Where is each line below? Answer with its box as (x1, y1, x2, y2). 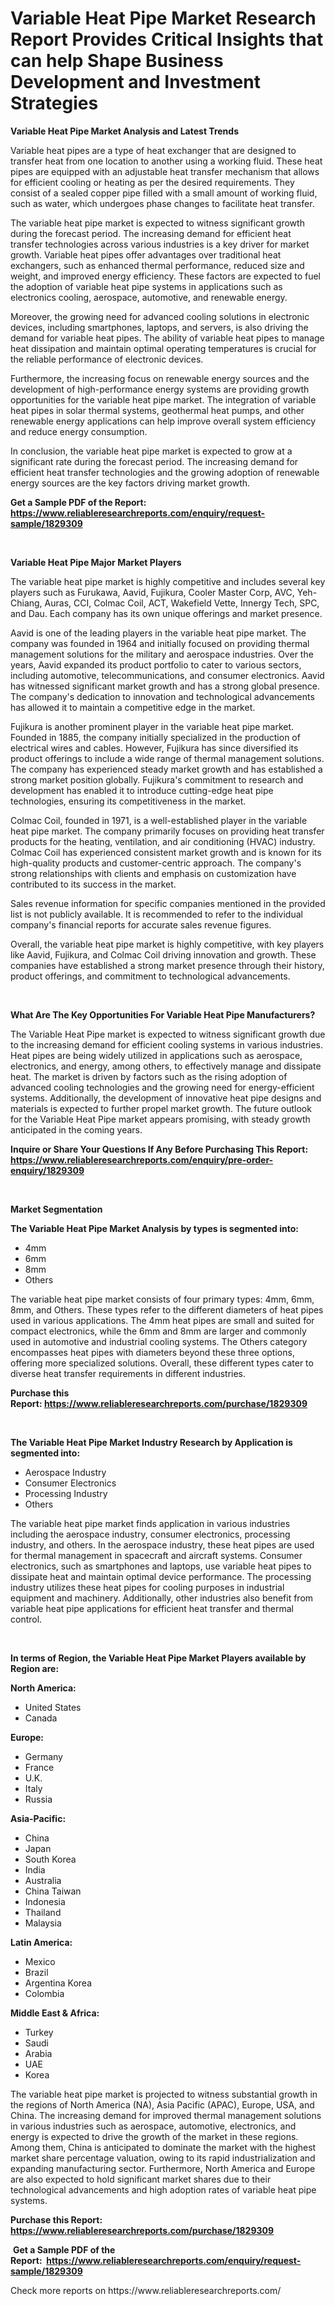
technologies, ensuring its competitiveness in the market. (10, 795, 247, 807)
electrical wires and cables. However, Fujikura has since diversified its (10, 742, 299, 754)
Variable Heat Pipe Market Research (10, 7, 317, 30)
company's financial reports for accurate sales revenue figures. (10, 918, 272, 931)
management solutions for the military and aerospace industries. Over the (10, 648, 314, 660)
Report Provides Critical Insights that (10, 28, 324, 51)
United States (24, 1701, 82, 1713)
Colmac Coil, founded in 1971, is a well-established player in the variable (10, 814, 308, 826)
